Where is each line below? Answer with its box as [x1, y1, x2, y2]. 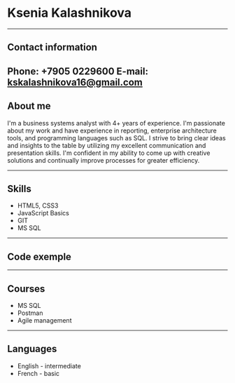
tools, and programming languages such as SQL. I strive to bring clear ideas [7, 133, 226, 142]
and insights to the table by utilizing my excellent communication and [7, 141, 206, 149]
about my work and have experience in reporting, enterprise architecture [7, 126, 217, 135]
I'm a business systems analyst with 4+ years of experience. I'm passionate [7, 119, 226, 127]
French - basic [17, 369, 60, 377]
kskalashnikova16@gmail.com [7, 76, 143, 88]
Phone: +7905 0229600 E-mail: [7, 65, 149, 77]
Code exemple [7, 250, 72, 262]
